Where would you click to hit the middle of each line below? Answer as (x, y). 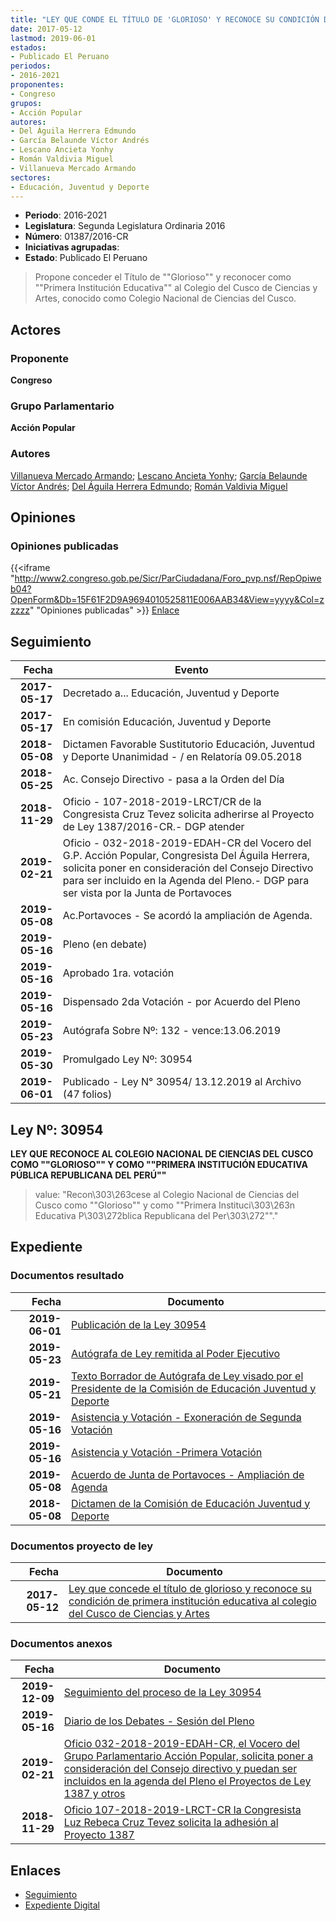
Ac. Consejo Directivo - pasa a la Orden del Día (173, 779)
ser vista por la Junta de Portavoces (147, 893)
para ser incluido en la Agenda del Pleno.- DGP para (186, 881)
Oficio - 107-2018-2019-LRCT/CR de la (162, 802)
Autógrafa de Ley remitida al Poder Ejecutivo (176, 1353)
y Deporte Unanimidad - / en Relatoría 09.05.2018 (182, 757)
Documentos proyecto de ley (82, 1546)
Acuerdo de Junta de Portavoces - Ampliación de (188, 1474)
